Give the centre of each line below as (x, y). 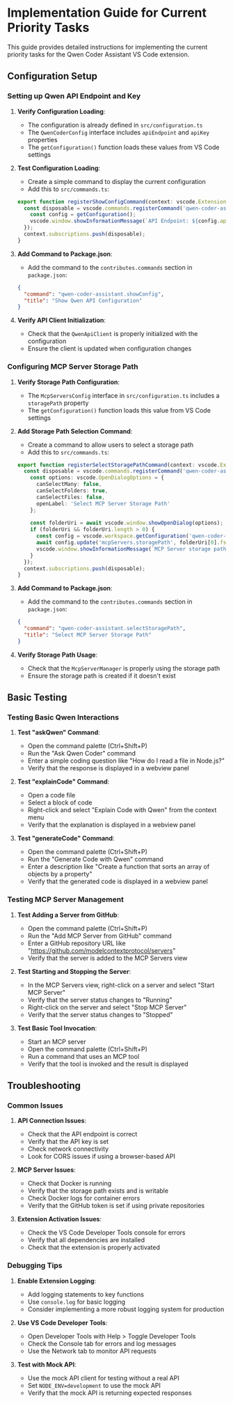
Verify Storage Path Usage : (57, 655)
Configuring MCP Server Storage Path (73, 367)
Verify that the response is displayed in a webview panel (108, 768)
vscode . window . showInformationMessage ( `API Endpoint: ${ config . (125, 221)
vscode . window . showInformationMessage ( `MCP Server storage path (131, 549)
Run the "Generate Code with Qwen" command (95, 860)
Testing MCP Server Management (65, 899)
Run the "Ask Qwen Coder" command (82, 754)
